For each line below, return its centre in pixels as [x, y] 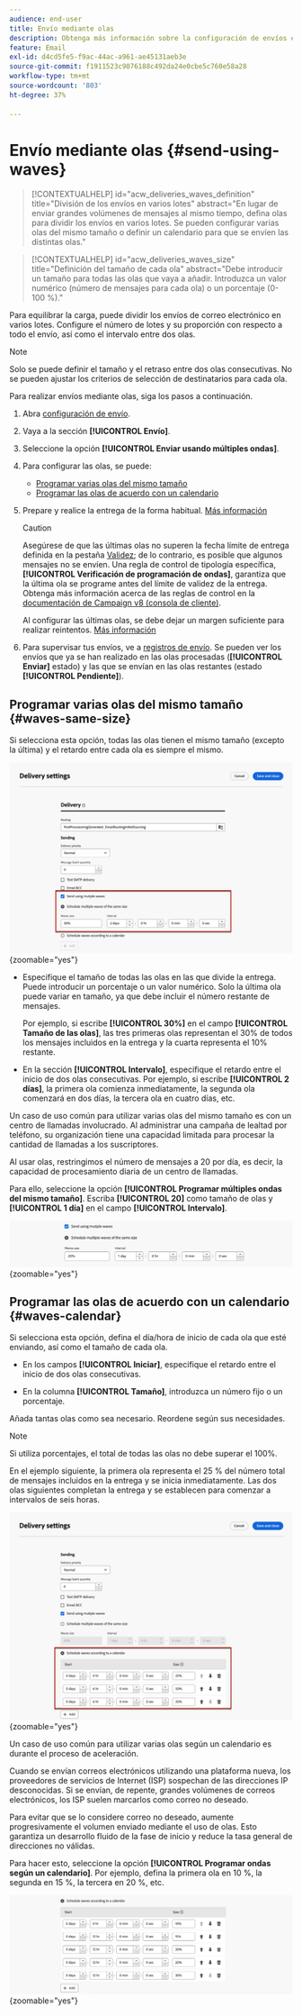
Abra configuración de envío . [76, 413]
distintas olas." [58, 242]
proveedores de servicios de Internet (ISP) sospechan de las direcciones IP [149, 1781]
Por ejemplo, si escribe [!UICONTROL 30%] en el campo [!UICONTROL [155, 1023]
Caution [37, 528]
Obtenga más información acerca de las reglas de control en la [139, 594]
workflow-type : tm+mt [50, 77]
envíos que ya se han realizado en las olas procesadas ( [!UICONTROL [152, 657]
